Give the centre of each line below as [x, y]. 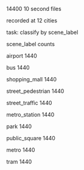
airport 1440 [22, 56]
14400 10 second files [34, 9]
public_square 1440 [31, 138]
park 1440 [19, 126]
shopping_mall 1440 [31, 79]
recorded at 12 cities [32, 20]
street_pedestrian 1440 [35, 91]
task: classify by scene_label [42, 32]
